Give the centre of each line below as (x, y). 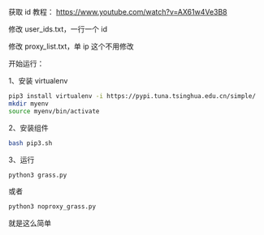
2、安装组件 (28, 127)
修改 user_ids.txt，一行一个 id (58, 29)
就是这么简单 (30, 223)
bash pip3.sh (30, 143)
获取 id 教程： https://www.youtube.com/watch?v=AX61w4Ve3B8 (118, 12)
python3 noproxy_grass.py (52, 207)
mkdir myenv (28, 104)
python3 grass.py (38, 175)
